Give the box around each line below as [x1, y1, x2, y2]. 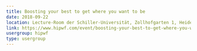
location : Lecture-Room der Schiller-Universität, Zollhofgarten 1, [6, 19, 177, 25]
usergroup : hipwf [6, 30, 49, 36]
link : [6, 25, 19, 31]
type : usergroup [6, 36, 46, 42]
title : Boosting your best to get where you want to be [6, 8, 145, 15]
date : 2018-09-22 [6, 14, 49, 20]
